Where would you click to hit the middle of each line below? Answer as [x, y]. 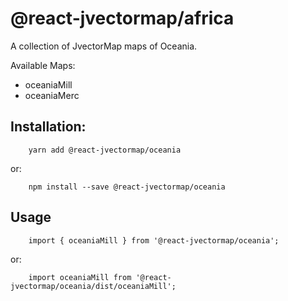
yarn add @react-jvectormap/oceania [105, 150]
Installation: [48, 127]
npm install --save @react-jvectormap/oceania [127, 187]
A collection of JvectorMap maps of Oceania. [104, 46]
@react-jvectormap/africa [122, 18]
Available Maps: [43, 65]
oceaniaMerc [52, 95]
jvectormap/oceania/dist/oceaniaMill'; [93, 286]
